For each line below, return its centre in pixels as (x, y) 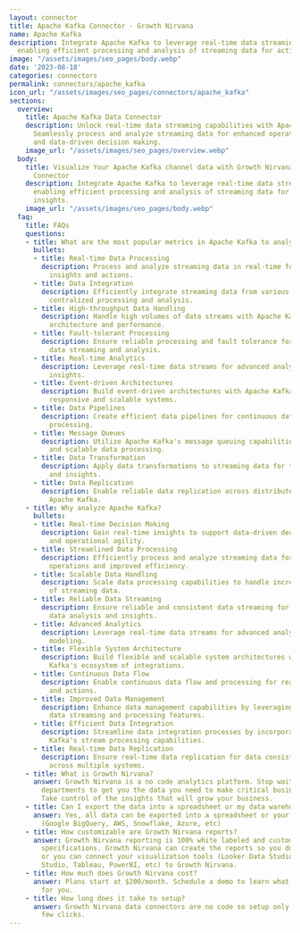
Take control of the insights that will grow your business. (158, 799)
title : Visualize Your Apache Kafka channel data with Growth (143, 167)
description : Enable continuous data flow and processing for (159, 682)
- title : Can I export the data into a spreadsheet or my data (146, 807)
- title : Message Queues (79, 433)
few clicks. (64, 915)
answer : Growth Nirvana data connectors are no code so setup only (161, 907)
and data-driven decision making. (97, 142)
